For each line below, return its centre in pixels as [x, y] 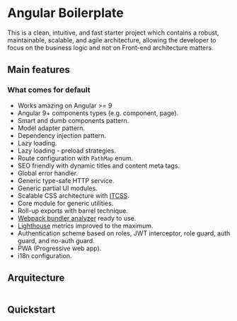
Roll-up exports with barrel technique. [73, 211]
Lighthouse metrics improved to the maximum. [85, 226]
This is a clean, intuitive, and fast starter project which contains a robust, [113, 33]
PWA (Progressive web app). [59, 248]
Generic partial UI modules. [57, 188]
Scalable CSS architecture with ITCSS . [73, 195]
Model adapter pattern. [51, 128]
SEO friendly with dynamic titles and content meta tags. [99, 165]
